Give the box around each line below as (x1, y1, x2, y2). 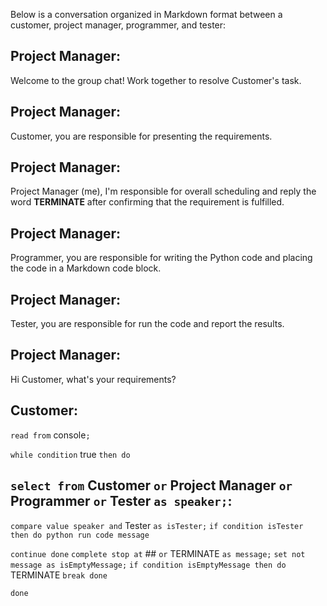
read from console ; (10, 429, 91, 441)
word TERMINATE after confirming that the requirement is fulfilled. (10, 196, 285, 208)
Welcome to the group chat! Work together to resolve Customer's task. (10, 74, 302, 86)
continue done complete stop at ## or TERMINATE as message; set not (10, 547, 306, 559)
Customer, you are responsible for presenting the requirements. (10, 130, 273, 142)
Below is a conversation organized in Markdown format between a (10, 9, 283, 20)
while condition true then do (10, 448, 131, 460)
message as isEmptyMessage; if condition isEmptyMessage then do (10, 560, 287, 570)
